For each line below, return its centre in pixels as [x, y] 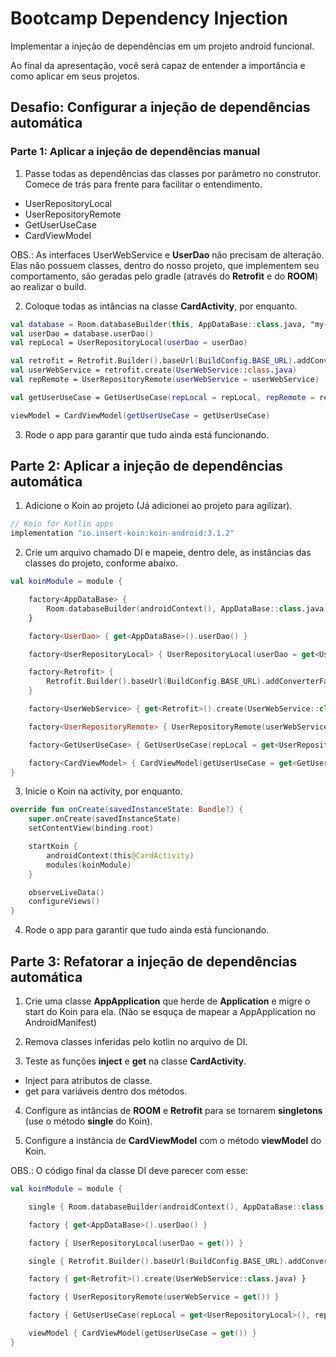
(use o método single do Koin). [88, 1121]
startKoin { [53, 847]
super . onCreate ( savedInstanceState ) [105, 819]
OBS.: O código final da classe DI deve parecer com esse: [129, 1170]
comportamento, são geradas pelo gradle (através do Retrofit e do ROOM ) [164, 276]
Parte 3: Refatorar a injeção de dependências [154, 961]
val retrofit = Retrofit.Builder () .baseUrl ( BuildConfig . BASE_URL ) [151, 361]
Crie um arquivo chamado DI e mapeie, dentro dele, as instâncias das [168, 553]
